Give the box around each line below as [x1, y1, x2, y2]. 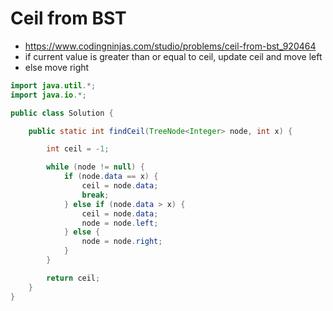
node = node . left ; [81, 218, 159, 228]
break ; [81, 190, 110, 200]
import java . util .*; [10, 80, 97, 91]
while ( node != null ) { [46, 162, 145, 172]
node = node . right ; [81, 237, 163, 247]
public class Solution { [10, 108, 114, 118]
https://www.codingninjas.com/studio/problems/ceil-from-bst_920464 [24, 40, 317, 52]
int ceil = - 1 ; [46, 144, 110, 154]
